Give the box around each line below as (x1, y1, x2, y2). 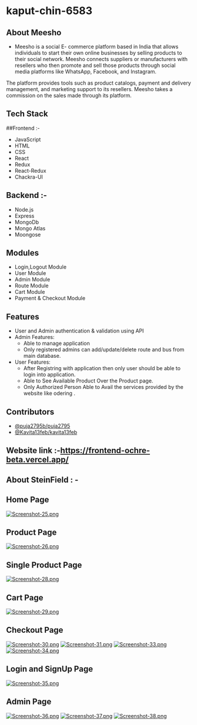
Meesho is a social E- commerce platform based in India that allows (14, 43, 179, 50)
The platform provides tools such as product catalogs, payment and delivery (6, 79, 191, 86)
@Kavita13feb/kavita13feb (14, 429, 78, 436)
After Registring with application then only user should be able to (23, 365, 181, 372)
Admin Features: (14, 334, 55, 341)
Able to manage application (23, 340, 90, 347)
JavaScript (14, 136, 41, 143)
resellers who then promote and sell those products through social (14, 62, 176, 69)
